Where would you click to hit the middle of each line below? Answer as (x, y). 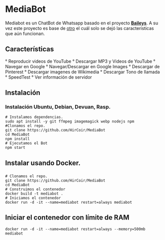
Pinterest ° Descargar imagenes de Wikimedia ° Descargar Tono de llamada (82, 72)
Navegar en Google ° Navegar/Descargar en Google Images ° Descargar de (82, 66)
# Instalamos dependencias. (34, 117)
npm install (17, 139)
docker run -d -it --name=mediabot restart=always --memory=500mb (75, 229)
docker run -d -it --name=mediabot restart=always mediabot (69, 202)
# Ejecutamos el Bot (27, 143)
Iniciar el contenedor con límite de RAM (67, 218)
